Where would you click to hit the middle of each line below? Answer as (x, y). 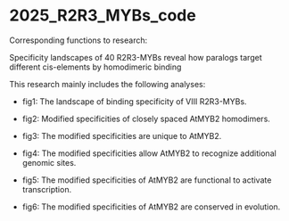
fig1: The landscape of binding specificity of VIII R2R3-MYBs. (134, 101)
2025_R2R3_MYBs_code (103, 16)
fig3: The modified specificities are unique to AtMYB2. (122, 135)
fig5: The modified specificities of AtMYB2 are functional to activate (147, 180)
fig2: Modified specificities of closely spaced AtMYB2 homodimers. (146, 119)
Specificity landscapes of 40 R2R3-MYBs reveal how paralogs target (136, 57)
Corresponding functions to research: (78, 40)
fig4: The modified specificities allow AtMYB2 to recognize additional (149, 153)
